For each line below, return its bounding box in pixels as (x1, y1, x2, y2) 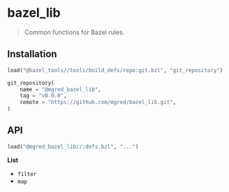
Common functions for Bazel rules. (24, 28, 125, 36)
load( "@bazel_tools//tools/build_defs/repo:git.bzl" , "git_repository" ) (7, 66, 223, 74)
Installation (7, 48, 57, 60)
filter (17, 170, 37, 177)
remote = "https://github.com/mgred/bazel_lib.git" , (20, 99, 177, 106)
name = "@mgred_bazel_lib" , (20, 86, 101, 93)
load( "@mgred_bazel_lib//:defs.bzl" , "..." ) (7, 143, 139, 150)
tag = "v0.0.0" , (20, 92, 68, 99)
